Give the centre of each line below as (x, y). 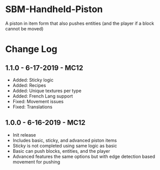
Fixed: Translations (32, 107)
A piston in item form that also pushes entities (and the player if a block (80, 23)
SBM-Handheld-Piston (54, 9)
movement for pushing (36, 162)
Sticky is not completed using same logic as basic (65, 146)
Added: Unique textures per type (47, 91)
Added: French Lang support (43, 96)
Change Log (31, 49)
